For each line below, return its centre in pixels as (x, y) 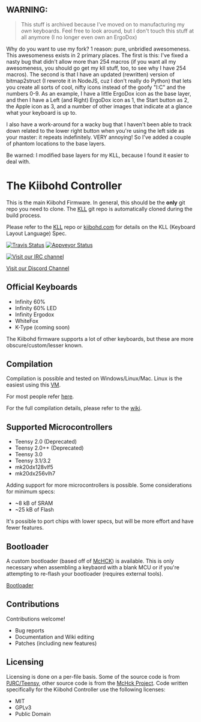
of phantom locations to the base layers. (56, 143)
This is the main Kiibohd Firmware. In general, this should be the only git (96, 202)
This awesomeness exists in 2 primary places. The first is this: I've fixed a (97, 55)
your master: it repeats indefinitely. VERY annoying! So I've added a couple (99, 137)
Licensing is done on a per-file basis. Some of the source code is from (93, 676)
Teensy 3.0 (29, 454)
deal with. (18, 161)
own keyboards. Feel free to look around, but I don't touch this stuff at (107, 31)
